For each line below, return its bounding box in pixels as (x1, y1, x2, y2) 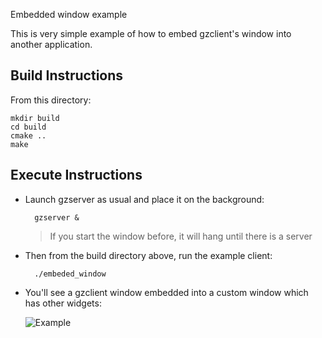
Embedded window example (10, 9, 128, 20)
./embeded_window (34, 269, 107, 279)
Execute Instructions (10, 167, 143, 184)
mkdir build (10, 113, 60, 123)
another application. (10, 39, 93, 50)
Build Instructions (10, 67, 124, 84)
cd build (10, 122, 47, 132)
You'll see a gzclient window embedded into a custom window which (24, 286, 309, 298)
